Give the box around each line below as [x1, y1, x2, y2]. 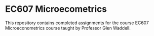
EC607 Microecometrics [5, 3, 107, 15]
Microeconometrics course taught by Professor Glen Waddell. [5, 25, 131, 31]
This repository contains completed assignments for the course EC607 [5, 20, 149, 26]
